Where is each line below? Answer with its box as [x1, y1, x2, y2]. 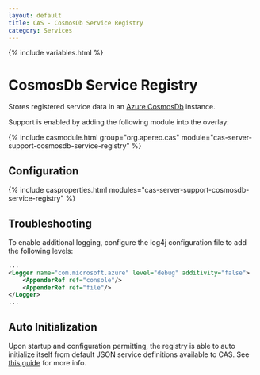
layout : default [8, 11, 62, 20]
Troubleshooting [8, 216, 93, 230]
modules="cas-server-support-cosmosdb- [109, 186, 250, 195]
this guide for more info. [8, 358, 87, 367]
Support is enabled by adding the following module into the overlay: [8, 117, 230, 127]
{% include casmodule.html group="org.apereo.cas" [8, 132, 180, 143]
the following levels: [8, 246, 74, 255]
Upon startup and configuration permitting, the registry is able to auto [8, 342, 235, 350]
